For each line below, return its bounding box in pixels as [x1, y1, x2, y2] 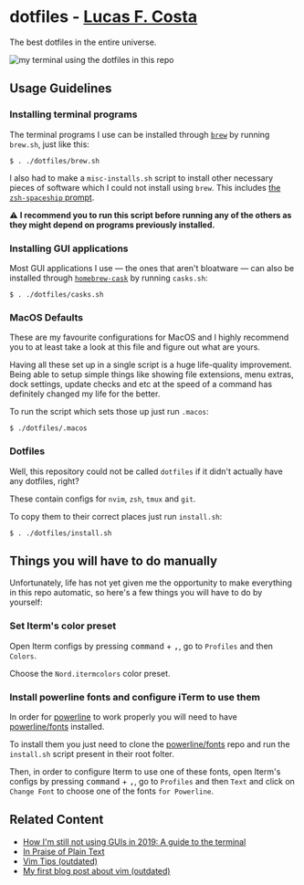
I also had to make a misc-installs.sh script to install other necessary [9, 172, 274, 184]
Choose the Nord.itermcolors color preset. [9, 668, 171, 679]
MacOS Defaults [9, 311, 84, 323]
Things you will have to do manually [9, 553, 217, 568]
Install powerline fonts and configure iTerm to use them [9, 690, 260, 703]
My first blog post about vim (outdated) [22, 865, 171, 876]
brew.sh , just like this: [9, 139, 89, 150]
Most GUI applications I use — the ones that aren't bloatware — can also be [9, 262, 295, 273]
